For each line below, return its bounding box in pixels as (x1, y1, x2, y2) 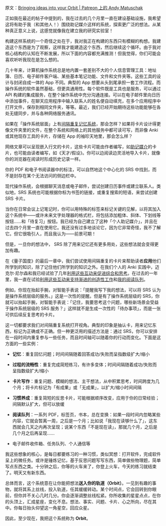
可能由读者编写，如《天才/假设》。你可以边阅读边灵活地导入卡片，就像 (18, 150, 161, 156)
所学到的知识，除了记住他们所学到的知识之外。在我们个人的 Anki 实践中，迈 (5, 264, 160, 270)
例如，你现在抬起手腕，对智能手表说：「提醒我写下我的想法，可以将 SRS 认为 (5, 287, 161, 293)
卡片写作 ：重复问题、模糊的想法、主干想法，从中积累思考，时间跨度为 (12, 378, 156, 384)
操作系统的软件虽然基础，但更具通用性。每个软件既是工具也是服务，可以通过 (5, 86, 161, 91)
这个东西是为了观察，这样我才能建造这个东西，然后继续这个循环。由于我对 (9, 44, 161, 50)
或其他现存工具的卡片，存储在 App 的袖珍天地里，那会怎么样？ (5, 133, 133, 139)
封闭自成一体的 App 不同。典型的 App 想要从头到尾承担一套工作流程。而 (13, 80, 161, 85)
